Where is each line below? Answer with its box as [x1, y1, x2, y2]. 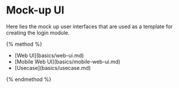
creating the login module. [6, 29, 69, 36]
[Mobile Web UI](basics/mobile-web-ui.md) [14, 58, 121, 65]
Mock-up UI [6, 4, 65, 17]
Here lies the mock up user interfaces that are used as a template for [6, 23, 173, 30]
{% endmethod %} [6, 76, 52, 83]
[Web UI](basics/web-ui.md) [14, 52, 84, 59]
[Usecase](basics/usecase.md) [14, 64, 91, 71]
